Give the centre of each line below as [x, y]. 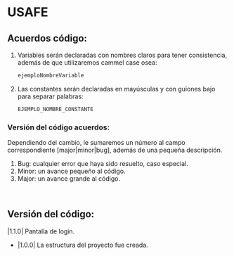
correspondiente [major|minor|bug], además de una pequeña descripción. [115, 150]
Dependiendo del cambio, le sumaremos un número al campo [96, 143]
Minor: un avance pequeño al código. [71, 171]
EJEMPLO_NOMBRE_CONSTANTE [55, 109]
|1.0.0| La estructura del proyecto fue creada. [83, 245]
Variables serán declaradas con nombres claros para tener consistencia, [122, 55]
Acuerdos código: [47, 38]
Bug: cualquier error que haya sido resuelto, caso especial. [103, 164]
